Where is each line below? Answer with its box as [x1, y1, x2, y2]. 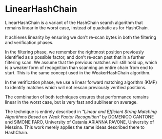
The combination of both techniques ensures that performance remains [5, 94, 149, 100]
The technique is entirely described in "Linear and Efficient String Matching [5, 109, 157, 115]
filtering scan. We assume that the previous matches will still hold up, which [5, 59, 158, 65]
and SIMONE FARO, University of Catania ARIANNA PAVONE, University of [5, 119, 154, 125]
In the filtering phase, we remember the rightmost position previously [5, 49, 144, 55]
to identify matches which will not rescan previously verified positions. [5, 84, 147, 90]
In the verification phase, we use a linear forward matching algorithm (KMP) [5, 79, 157, 85]
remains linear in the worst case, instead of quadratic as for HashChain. [5, 24, 149, 30]
